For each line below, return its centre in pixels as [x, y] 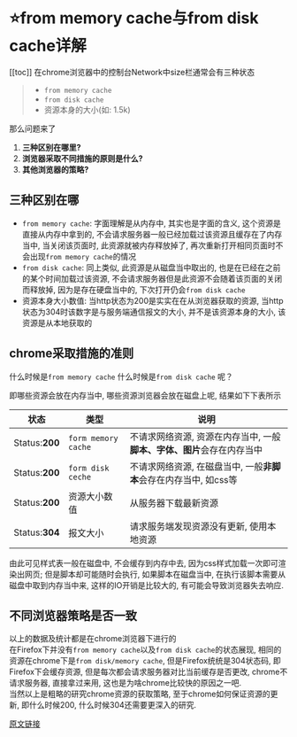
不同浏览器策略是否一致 [73, 615]
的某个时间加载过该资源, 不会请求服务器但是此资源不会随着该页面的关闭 [152, 278]
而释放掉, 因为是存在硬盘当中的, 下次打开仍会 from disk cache [133, 290]
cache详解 [48, 46]
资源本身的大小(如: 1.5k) [87, 109]
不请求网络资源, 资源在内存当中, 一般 [205, 437]
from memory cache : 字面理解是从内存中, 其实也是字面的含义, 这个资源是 [151, 223]
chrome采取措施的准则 [72, 354]
